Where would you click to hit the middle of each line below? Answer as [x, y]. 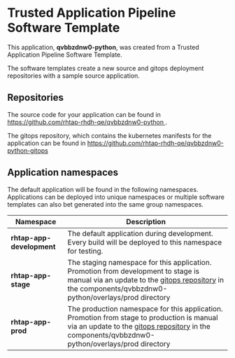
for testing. [85, 251]
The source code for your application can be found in [84, 114]
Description [146, 221]
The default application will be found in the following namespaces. [103, 189]
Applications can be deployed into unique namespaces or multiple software [116, 197]
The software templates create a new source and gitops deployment [106, 68]
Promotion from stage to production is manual [143, 317]
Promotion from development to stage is [133, 271]
